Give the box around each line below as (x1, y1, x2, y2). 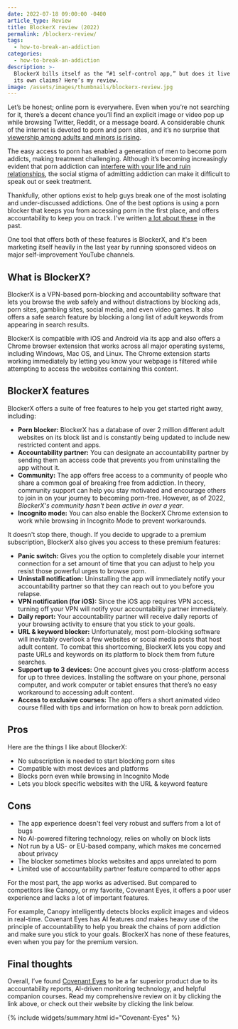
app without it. (17, 463, 60, 471)
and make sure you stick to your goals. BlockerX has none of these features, (7, 930, 231, 938)
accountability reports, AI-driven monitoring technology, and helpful (7, 985, 207, 993)
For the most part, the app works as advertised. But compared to (7, 878, 198, 886)
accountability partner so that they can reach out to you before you (17, 582, 215, 590)
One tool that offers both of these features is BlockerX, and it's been (7, 235, 207, 244)
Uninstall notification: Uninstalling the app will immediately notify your (17, 574, 226, 583)
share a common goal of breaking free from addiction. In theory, (17, 478, 206, 487)
